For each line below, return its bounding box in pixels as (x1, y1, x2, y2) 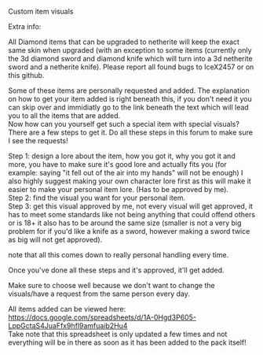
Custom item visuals (8, 7, 74, 16)
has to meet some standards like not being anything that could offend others (8, 210, 256, 219)
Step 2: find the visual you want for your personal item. (8, 193, 186, 202)
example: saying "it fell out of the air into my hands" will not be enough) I (8, 168, 243, 177)
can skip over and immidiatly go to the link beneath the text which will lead (8, 102, 249, 112)
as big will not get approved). (8, 235, 103, 244)
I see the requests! (8, 136, 68, 145)
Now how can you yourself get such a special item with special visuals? (8, 120, 239, 128)
